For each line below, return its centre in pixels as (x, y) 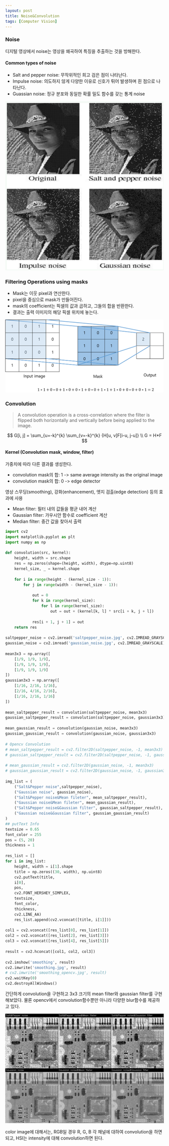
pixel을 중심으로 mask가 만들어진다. (48, 299)
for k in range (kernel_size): (64, 601)
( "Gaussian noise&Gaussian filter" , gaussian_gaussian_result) (82, 813)
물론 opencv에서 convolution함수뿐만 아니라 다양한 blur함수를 (85, 1000)
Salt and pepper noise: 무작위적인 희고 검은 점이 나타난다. (70, 75)
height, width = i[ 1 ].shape (44, 866)
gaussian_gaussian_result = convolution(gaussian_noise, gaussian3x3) (81, 734)
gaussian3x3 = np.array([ (32, 681)
